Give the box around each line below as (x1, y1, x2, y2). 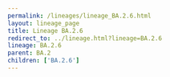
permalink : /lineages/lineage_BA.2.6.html (7, 11, 152, 20)
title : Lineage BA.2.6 (7, 26, 83, 34)
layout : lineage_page (7, 19, 80, 27)
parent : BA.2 (7, 49, 51, 57)
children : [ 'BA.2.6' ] (7, 57, 80, 65)
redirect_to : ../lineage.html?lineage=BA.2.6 (7, 34, 162, 43)
